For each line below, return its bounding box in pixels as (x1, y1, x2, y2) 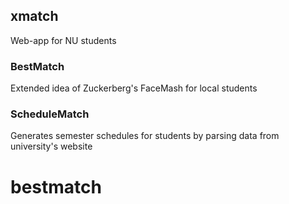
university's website (10, 140, 93, 153)
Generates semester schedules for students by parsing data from (10, 130, 280, 142)
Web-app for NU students (10, 34, 117, 46)
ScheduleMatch (10, 107, 90, 121)
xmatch (10, 8, 59, 25)
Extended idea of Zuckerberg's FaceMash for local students (10, 82, 258, 94)
